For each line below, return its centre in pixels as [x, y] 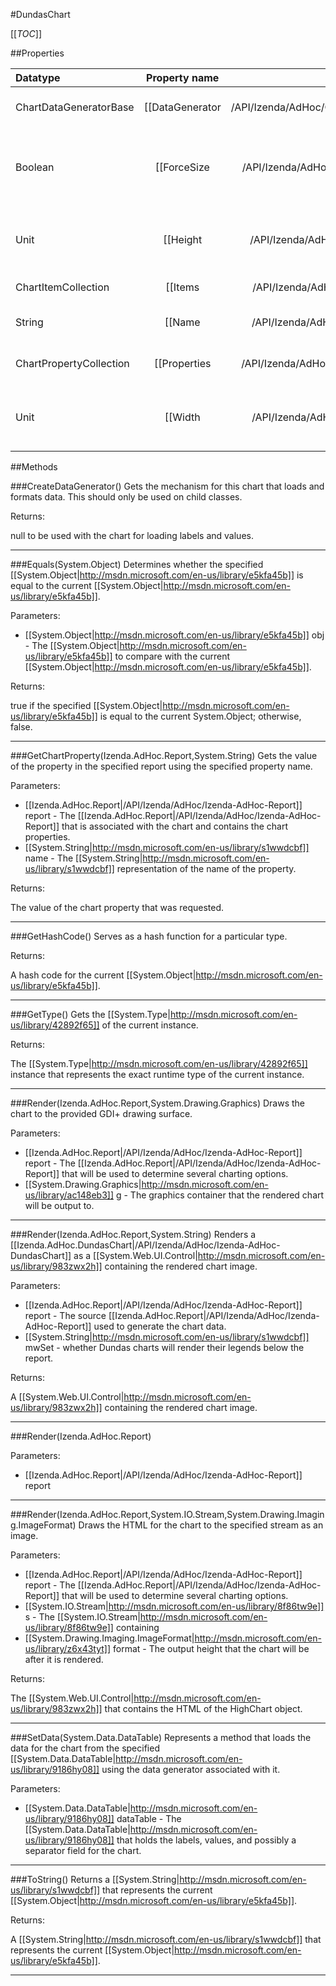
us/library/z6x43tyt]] [68, 1648]
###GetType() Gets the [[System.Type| [90, 1014]
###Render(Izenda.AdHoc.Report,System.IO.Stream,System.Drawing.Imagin [167, 1514]
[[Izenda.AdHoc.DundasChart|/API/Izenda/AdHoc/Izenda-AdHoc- [145, 1245]
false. [21, 727]
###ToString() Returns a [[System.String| [95, 1879]
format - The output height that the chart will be [211, 1648]
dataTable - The [149, 1818]
